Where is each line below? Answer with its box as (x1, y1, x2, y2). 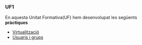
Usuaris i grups (12, 34, 43, 40)
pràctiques (5, 20, 28, 25)
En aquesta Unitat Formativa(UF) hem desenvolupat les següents (5, 15, 137, 21)
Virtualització (12, 29, 39, 35)
